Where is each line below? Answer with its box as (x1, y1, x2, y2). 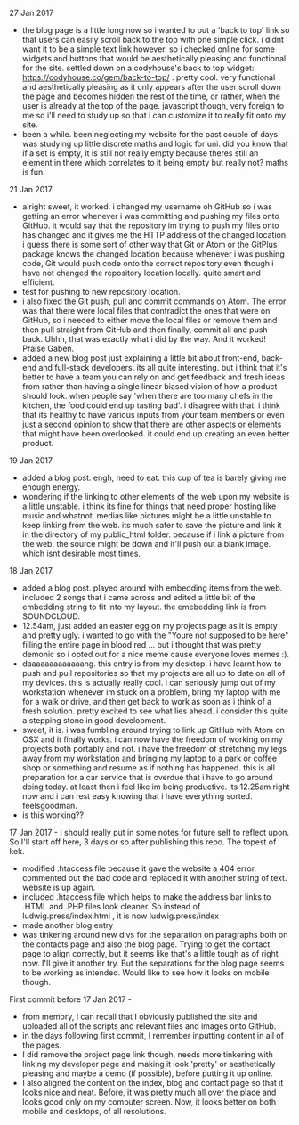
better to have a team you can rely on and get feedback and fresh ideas (21, 371, 286, 382)
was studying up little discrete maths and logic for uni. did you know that (21, 138, 289, 149)
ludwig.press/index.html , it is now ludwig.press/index (21, 910, 220, 921)
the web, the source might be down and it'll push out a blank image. (21, 539, 271, 549)
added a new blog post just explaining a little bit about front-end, (21, 353, 260, 363)
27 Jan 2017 (9, 8, 54, 18)
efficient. (21, 277, 55, 288)
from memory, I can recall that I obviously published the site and (21, 1011, 258, 1022)
